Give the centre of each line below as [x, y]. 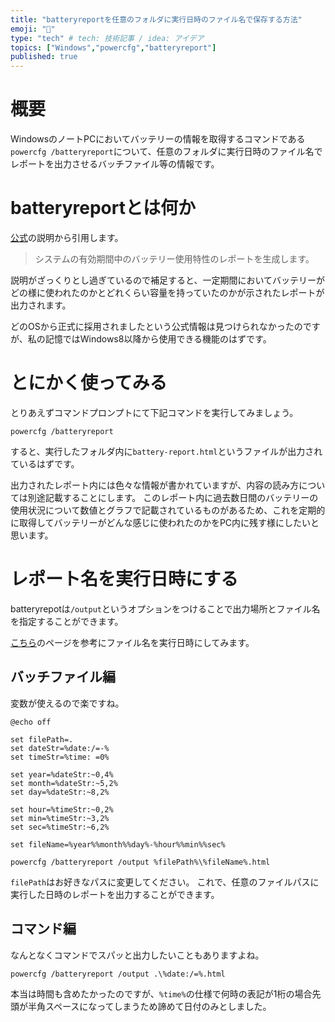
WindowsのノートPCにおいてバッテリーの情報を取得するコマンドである [158, 139]
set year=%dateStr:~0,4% [62, 774]
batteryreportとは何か [103, 208]
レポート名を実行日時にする [124, 579]
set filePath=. [42, 739]
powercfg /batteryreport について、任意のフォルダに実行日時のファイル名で [166, 152]
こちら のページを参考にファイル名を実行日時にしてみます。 [132, 642]
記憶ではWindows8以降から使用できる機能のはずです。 [158, 339]
